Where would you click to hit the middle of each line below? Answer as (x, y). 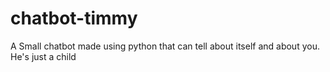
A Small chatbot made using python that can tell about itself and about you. (165, 46)
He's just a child (43, 56)
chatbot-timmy (74, 18)
